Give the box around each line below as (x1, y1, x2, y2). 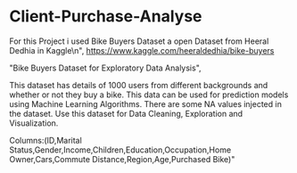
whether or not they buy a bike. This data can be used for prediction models (9, 89, 289, 100)
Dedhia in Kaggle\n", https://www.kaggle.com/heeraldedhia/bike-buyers (9, 45, 275, 55)
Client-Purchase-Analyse (9, 6, 202, 27)
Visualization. (9, 118, 59, 128)
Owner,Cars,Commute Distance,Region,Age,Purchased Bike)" (9, 153, 235, 164)
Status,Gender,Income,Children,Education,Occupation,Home (9, 144, 232, 155)
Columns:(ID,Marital (9, 135, 82, 145)
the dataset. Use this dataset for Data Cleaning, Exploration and (9, 108, 243, 119)
